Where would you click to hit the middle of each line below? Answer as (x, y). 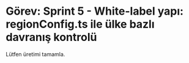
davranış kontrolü (51, 37)
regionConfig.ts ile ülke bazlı (80, 24)
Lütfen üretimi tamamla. (35, 54)
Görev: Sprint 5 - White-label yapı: (95, 11)
